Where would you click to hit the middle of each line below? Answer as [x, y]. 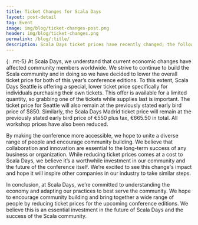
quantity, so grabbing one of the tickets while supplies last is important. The [98, 99]
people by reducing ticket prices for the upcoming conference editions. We [97, 203]
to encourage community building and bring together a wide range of [90, 197]
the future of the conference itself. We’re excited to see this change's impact [99, 167]
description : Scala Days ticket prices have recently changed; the [91, 45]
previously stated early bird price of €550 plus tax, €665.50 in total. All [92, 118]
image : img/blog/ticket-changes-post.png [58, 28]
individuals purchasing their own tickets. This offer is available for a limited [97, 93]
